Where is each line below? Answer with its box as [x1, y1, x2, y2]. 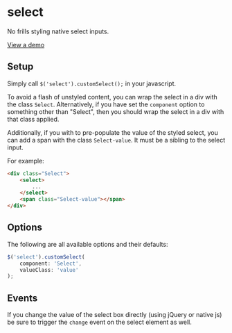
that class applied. [7, 115, 60, 123]
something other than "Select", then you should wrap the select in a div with [7, 107, 224, 115]
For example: [7, 156, 45, 165]
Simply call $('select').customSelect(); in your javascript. [7, 79, 177, 88]
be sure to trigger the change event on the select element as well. [7, 318, 192, 327]
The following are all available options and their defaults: [7, 240, 168, 248]
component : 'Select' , [19, 260, 82, 267]
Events [7, 292, 38, 304]
